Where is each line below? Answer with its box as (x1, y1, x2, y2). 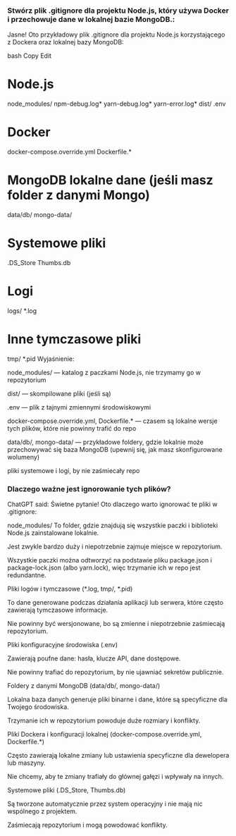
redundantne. (7, 571, 47, 579)
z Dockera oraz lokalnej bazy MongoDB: (7, 38, 125, 47)
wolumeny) (7, 453, 40, 461)
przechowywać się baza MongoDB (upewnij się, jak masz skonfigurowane (7, 445, 223, 453)
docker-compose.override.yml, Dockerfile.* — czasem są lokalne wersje (7, 417, 218, 425)
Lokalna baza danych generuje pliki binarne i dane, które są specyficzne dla (7, 695, 228, 703)
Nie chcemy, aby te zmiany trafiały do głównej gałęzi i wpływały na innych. (7, 773, 224, 781)
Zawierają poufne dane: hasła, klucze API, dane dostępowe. (7, 654, 181, 663)
